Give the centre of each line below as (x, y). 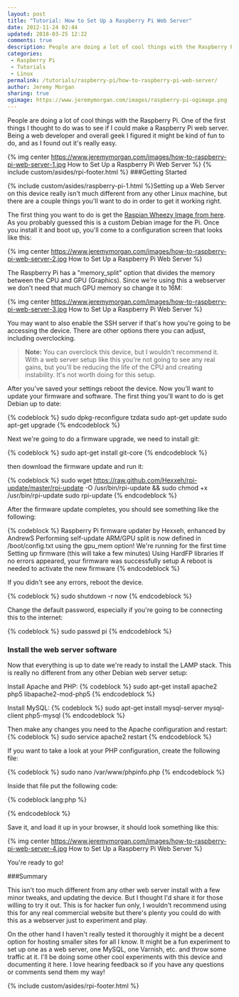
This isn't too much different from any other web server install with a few (114, 890)
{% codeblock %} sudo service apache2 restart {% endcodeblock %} (110, 737)
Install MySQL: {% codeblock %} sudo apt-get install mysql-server (105, 708)
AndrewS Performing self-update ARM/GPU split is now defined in (104, 538)
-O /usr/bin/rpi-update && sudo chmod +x (146, 488)
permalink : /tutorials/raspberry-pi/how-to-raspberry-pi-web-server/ (113, 80)
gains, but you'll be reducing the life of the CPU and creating (113, 367)
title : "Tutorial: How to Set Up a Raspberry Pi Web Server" (100, 21)
